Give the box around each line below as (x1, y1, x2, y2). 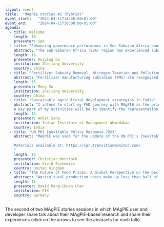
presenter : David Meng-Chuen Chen (14, 184, 84, 189)
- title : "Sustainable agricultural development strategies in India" (9, 98, 156, 103)
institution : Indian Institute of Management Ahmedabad (14, 120, 130, 125)
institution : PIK (14, 188, 49, 193)
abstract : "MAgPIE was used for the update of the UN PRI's (14, 134, 139, 139)
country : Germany (14, 193, 49, 198)
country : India (14, 125, 45, 130)
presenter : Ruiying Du (14, 57, 60, 62)
